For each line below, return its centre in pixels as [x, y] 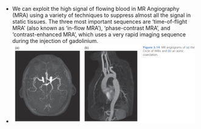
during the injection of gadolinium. [55, 41]
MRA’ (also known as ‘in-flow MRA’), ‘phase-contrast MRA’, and [91, 28]
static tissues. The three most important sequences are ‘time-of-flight [100, 21]
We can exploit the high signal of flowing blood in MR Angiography [96, 9]
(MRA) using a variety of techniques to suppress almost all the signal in [101, 15]
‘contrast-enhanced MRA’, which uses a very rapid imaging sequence [99, 35]
